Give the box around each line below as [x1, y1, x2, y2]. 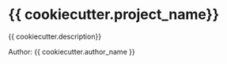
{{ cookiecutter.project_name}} [8, 6, 220, 24]
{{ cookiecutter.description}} [8, 32, 101, 41]
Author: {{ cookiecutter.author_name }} [8, 47, 136, 56]
